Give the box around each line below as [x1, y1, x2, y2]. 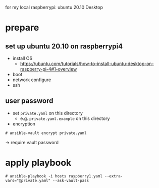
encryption [12, 120, 35, 127]
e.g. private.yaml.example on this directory [20, 115, 110, 121]
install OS [12, 55, 33, 61]
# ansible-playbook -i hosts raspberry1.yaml [5, 173, 102, 178]
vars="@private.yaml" [5, 178, 51, 183]
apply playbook [5, 157, 72, 168]
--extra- [104, 173, 123, 178]
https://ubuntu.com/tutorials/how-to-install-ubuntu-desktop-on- [20, 60, 154, 67]
